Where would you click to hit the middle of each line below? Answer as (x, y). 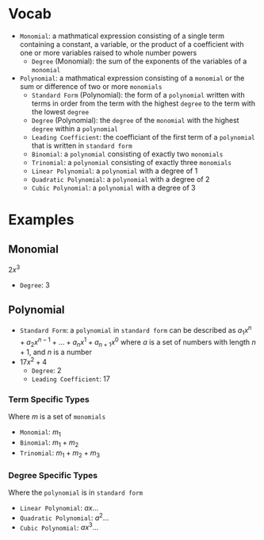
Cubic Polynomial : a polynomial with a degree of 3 (113, 187)
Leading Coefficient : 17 (71, 379)
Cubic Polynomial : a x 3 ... (59, 526)
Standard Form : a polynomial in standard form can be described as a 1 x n (136, 330)
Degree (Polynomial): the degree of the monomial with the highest (135, 120)
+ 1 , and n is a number (56, 352)
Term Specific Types (49, 399)
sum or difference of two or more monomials (91, 86)
